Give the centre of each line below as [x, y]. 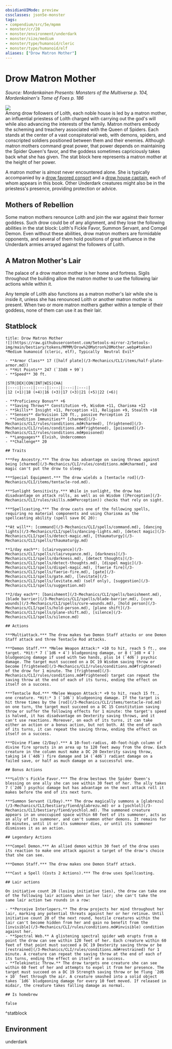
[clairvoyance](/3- [63, 549]
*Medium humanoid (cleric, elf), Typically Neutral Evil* [70, 352]
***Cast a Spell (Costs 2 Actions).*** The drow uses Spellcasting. [80, 873]
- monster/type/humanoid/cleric [40, 44]
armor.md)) [17, 365]
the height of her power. [31, 162]
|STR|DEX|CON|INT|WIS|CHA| [34, 383]
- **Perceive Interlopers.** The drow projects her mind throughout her [85, 909]
